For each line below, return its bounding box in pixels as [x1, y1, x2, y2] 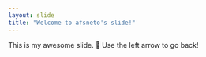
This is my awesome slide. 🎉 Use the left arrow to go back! [8, 40, 199, 49]
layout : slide [8, 11, 55, 20]
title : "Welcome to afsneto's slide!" [8, 19, 136, 27]
